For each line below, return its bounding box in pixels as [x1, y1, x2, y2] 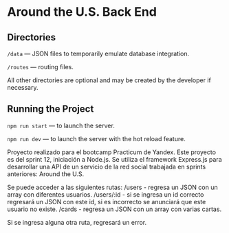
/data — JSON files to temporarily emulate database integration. [7, 49, 190, 58]
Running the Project [7, 103, 94, 115]
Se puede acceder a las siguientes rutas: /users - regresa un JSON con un [7, 183, 218, 191]
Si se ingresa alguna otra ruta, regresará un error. [7, 218, 147, 226]
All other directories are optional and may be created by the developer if [7, 76, 212, 84]
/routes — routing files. [7, 63, 74, 71]
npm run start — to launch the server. [7, 121, 115, 130]
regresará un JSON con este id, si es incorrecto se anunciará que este [7, 197, 206, 206]
